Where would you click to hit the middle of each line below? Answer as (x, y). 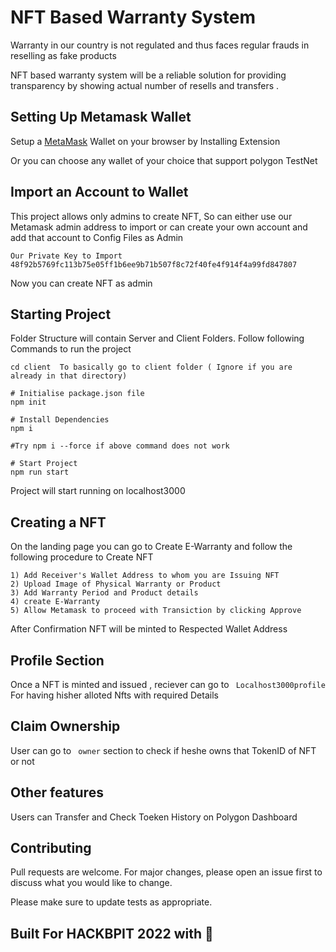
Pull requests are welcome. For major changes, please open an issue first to (166, 872)
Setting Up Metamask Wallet (101, 117)
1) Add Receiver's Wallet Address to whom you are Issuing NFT (145, 576)
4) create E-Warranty (55, 602)
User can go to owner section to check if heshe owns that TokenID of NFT (163, 750)
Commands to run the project (71, 349)
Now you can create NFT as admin (81, 283)
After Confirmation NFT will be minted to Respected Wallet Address (149, 629)
